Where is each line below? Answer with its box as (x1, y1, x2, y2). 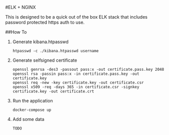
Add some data (12, 116, 44, 122)
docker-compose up (12, 107, 51, 112)
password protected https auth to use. (5, 20, 85, 25)
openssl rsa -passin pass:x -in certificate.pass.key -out (12, 71, 140, 76)
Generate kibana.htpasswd (12, 39, 69, 45)
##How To (5, 29, 27, 35)
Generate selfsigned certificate (12, 57, 77, 63)
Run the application (12, 98, 53, 103)
